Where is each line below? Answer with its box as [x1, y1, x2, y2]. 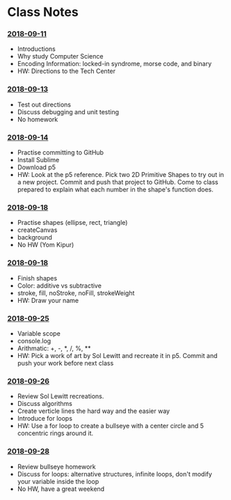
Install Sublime [17, 156, 60, 164]
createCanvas [17, 226, 58, 234]
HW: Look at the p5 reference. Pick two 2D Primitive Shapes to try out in [17, 171, 225, 179]
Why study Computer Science [17, 52, 104, 61]
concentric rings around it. [17, 429, 94, 437]
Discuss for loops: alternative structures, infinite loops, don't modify [17, 469, 212, 478]
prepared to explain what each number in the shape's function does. [17, 185, 214, 194]
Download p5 [17, 163, 56, 171]
